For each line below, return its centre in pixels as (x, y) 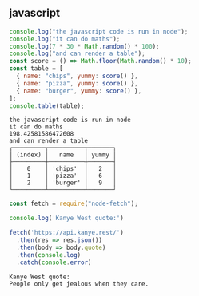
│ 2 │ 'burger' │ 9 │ (63, 183)
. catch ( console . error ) (54, 262)
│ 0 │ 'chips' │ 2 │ (63, 169)
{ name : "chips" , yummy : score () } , (77, 76)
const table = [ (36, 69)
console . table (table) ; (47, 106)
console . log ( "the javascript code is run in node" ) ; (99, 31)
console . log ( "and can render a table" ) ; (78, 54)
